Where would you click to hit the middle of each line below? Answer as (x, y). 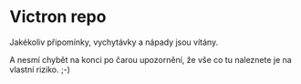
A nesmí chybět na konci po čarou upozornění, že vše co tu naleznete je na (150, 59)
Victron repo (58, 17)
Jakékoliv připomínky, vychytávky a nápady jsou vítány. (114, 42)
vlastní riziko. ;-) (40, 69)
